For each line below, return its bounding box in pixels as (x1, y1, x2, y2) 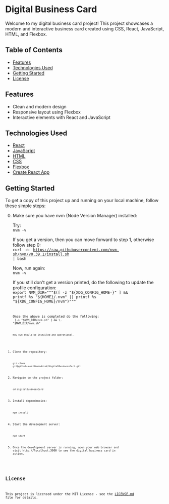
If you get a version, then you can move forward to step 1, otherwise (12, 237, 154, 243)
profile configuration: (12, 285, 57, 291)
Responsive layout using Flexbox (12, 109, 81, 115)
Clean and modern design (12, 103, 67, 109)
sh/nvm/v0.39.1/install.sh (12, 252, 70, 257)
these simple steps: (5, 203, 46, 209)
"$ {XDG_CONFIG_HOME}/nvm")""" (12, 299, 77, 304)
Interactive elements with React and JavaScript (12, 114, 111, 120)
